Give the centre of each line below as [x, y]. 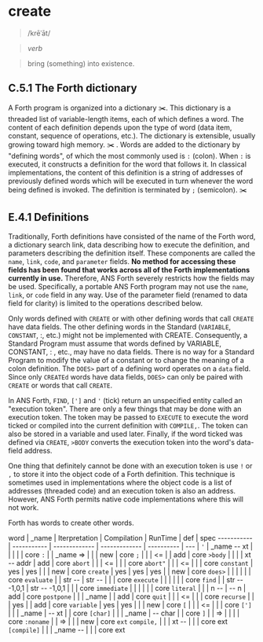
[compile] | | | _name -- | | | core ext [67, 629]
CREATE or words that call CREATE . [60, 385]
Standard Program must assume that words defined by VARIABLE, [115, 343]
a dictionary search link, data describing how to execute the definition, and [129, 244]
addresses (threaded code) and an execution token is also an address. [122, 490]
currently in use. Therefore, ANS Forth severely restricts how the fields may [131, 278]
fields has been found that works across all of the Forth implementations [129, 270]
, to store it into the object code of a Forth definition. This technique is [122, 474]
